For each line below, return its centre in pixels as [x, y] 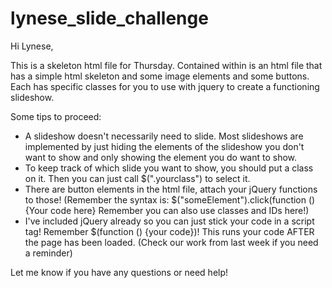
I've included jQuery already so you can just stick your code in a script [169, 221]
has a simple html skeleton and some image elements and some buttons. [160, 76]
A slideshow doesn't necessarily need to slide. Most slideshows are [164, 136]
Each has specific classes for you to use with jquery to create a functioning [165, 86]
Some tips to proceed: [56, 116]
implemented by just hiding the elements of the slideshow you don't [164, 146]
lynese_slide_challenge [109, 18]
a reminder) [48, 253]
